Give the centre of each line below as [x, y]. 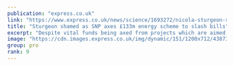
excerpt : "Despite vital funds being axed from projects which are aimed [117, 33]
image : [17, 39]
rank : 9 [18, 52]
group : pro [23, 45]
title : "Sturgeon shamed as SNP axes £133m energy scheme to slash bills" [118, 26]
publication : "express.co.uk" [51, 13]
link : [15, 20]
